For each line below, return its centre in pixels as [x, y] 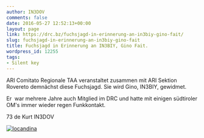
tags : [13, 57]
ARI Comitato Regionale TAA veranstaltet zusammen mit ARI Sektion [92, 80]
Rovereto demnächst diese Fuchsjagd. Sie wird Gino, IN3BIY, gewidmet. [97, 86]
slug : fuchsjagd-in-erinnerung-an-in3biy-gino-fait [73, 40]
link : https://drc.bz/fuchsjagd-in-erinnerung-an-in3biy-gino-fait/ [95, 35]
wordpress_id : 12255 [33, 52]
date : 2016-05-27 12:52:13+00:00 [49, 23]
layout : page [23, 29]
